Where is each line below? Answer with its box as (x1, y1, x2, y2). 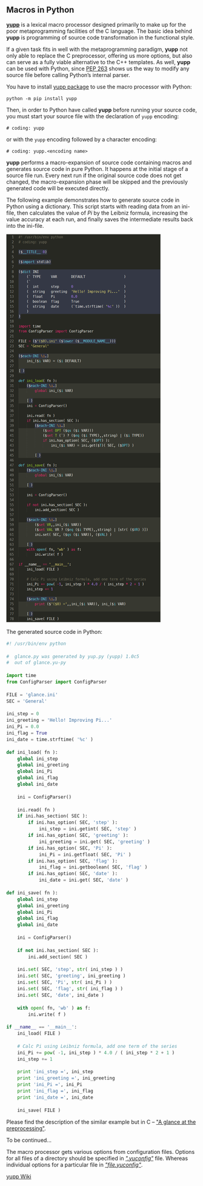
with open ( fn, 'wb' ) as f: (17, 1005, 91, 1011)
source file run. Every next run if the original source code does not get (6, 172, 182, 179)
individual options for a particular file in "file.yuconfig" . (6, 1161, 143, 1168)
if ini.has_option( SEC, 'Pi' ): (28, 845, 113, 851)
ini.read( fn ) (17, 807, 56, 813)
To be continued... (6, 1136, 52, 1144)
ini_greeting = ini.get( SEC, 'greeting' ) (38, 839, 150, 845)
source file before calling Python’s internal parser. (6, 71, 130, 78)
